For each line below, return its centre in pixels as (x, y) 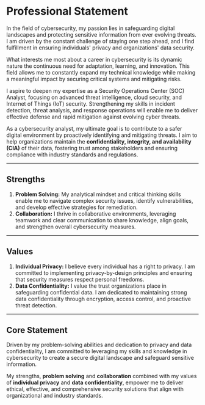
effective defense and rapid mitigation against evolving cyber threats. (94, 117)
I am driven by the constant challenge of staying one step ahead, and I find (100, 41)
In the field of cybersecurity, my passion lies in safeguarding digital (91, 28)
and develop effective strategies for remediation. (77, 207)
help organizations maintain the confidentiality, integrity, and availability (99, 141)
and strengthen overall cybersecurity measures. (75, 227)
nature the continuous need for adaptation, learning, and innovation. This (98, 66)
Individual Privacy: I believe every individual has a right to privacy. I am (105, 266)
